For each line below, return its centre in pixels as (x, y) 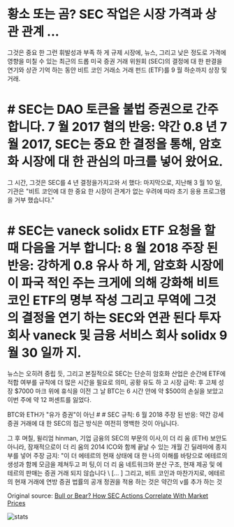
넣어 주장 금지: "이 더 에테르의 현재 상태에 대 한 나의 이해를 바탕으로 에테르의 (124, 455)
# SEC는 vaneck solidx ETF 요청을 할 (111, 231)
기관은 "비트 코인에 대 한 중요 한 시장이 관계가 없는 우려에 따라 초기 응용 (104, 191)
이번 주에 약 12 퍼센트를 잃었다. (50, 399)
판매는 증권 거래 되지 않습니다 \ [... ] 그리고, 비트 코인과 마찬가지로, (116, 473)
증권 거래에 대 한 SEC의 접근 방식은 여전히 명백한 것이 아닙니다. (93, 423)
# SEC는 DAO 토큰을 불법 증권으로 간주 (113, 110)
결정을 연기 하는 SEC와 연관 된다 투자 (121, 318)
